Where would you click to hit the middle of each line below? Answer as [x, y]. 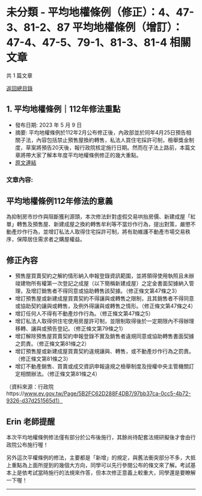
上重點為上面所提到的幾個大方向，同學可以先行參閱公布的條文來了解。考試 [98, 465]
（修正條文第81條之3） [43, 359]
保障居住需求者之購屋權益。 [51, 240]
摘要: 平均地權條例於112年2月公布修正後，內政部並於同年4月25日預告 [100, 132]
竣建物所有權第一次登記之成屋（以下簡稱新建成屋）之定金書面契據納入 [102, 284]
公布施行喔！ [32, 445]
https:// [15, 393]
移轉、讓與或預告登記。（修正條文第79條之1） [70, 329]
